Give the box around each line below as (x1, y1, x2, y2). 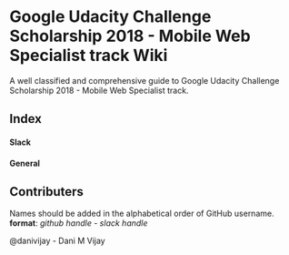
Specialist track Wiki (9, 46, 168, 66)
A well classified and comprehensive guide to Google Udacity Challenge (9, 75, 280, 86)
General (9, 158, 41, 168)
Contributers (9, 184, 85, 199)
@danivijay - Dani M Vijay (9, 235, 106, 247)
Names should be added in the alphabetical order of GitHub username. (9, 208, 274, 219)
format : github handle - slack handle (9, 218, 148, 229)
